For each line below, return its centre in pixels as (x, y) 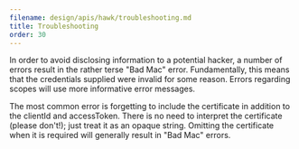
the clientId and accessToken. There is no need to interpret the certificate (146, 116)
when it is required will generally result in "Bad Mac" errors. (120, 135)
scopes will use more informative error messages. (103, 89)
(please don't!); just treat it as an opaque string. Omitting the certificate (142, 126)
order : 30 (28, 34)
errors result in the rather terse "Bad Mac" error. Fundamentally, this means (149, 70)
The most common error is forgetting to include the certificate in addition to (150, 107)
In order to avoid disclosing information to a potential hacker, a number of (146, 61)
